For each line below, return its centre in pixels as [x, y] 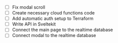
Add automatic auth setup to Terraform [53, 18]
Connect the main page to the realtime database [63, 30]
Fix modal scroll [29, 7]
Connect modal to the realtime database [54, 35]
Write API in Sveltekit [34, 24]
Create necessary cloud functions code [53, 13]
